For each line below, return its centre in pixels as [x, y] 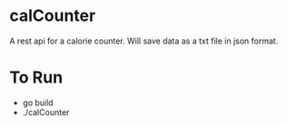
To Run [36, 78]
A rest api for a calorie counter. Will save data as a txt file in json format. [144, 41]
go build [38, 102]
